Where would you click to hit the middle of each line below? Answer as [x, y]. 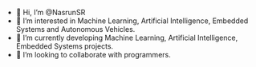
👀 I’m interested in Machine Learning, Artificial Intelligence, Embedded [132, 21]
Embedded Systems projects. [65, 46]
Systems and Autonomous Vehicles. [75, 29]
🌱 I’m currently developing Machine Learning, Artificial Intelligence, [127, 37]
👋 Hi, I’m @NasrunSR [51, 12]
